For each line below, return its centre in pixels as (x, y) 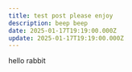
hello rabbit (27, 61)
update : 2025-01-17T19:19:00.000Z (66, 38)
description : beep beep (48, 23)
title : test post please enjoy (61, 16)
